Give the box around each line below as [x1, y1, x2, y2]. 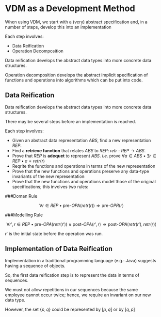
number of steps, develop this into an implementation [5, 24, 112, 30]
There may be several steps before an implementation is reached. [5, 118, 137, 124]
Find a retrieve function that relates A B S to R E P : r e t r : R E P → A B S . [12, 147, 146, 153]
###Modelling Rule [5, 212, 43, 218]
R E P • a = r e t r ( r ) [12, 158, 45, 164]
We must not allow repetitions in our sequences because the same [5, 286, 138, 292]
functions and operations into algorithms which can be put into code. [5, 77, 143, 83]
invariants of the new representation [12, 173, 85, 179]
